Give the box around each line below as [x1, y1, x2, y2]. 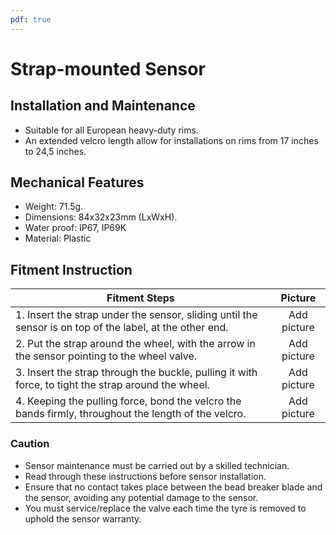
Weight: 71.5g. [24, 201, 84, 213]
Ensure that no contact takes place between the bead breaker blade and [24, 481, 323, 493]
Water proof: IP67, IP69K [24, 222, 127, 234]
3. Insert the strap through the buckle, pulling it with [15, 366, 258, 380]
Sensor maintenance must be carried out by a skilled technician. [24, 459, 290, 471]
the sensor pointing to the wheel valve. [15, 349, 198, 363]
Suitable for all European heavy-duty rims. [24, 124, 199, 136]
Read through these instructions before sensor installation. [24, 470, 267, 482]
